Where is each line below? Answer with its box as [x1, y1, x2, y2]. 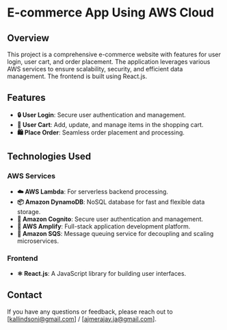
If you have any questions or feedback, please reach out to [7, 307, 173, 316]
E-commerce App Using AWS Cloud [7, 5, 214, 21]
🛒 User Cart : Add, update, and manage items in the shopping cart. [16, 120, 204, 128]
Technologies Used [7, 151, 91, 163]
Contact [7, 290, 42, 301]
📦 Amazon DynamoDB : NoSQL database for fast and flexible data [16, 198, 205, 206]
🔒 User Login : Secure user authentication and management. [16, 110, 186, 119]
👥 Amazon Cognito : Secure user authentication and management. [16, 215, 204, 223]
